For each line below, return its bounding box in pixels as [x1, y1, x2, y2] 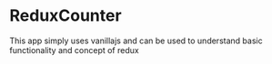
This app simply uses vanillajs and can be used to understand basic [9, 35, 263, 46]
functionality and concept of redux [9, 44, 139, 55]
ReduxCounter [9, 5, 122, 26]
